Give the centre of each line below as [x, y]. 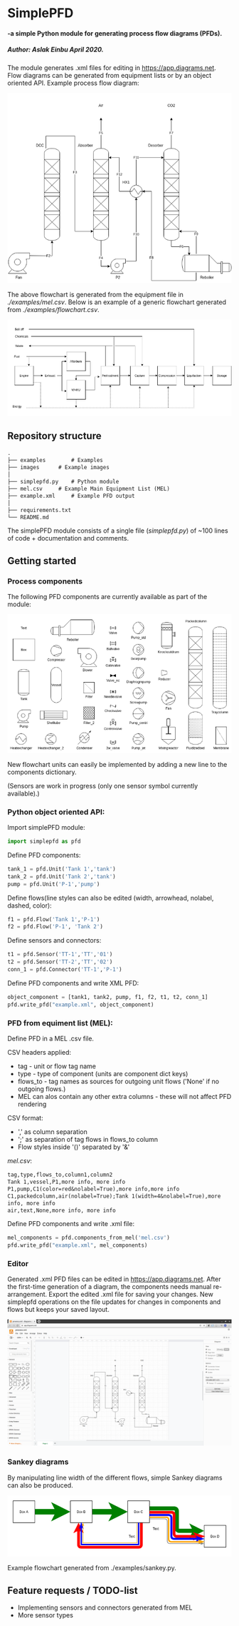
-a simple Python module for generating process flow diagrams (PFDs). [115, 33]
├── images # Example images [59, 468]
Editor [18, 1263]
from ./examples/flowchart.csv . [53, 309]
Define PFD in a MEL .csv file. [51, 1038]
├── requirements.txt [39, 511]
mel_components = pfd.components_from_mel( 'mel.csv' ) [89, 1238]
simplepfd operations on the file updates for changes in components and [114, 1302]
